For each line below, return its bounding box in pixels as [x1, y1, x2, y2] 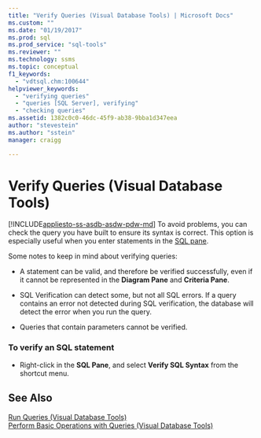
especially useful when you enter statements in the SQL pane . [8, 236, 209, 246]
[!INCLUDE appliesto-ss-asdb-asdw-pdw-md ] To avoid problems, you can [8, 220, 248, 229]
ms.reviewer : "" [8, 48, 61, 56]
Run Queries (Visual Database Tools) [8, 412, 127, 421]
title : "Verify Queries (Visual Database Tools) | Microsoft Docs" [8, 11, 234, 20]
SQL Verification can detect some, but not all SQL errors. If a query [19, 291, 237, 300]
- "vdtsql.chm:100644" [15, 77, 90, 85]
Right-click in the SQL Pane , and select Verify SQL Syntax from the [19, 360, 238, 369]
